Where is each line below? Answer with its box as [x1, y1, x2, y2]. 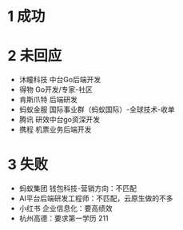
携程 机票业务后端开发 [18, 125, 92, 134]
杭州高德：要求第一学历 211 [18, 213, 109, 224]
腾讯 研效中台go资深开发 [18, 115, 101, 125]
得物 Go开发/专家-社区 [18, 85, 93, 94]
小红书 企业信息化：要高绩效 [18, 204, 113, 213]
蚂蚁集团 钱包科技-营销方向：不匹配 [18, 184, 137, 193]
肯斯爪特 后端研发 [18, 95, 78, 105]
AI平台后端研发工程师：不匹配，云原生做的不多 [18, 193, 173, 204]
